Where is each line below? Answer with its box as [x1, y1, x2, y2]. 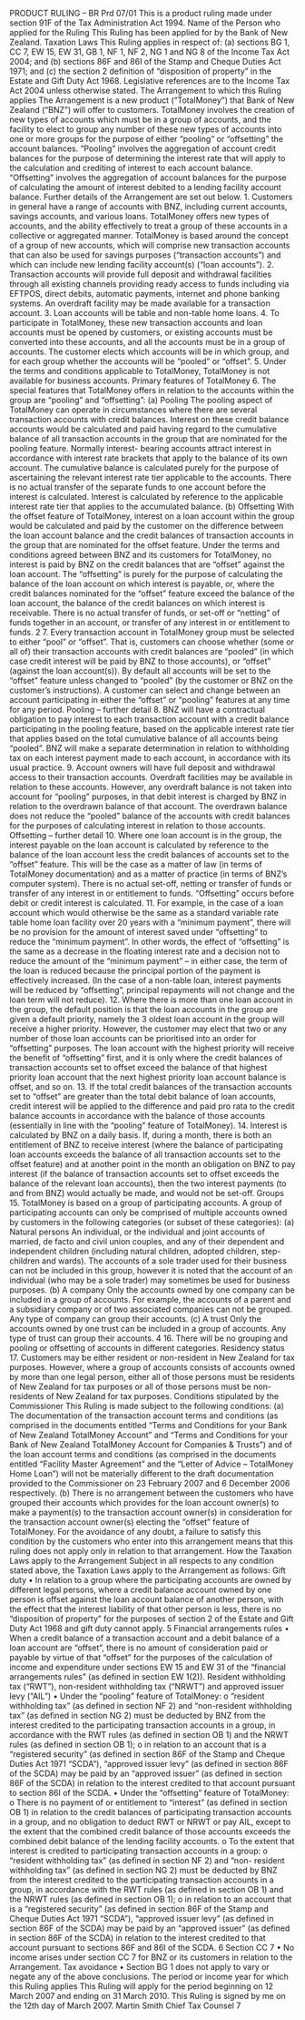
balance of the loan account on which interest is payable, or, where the [9, 578, 275, 589]
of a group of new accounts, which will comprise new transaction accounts [9, 240, 290, 250]
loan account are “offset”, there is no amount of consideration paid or [9, 1642, 269, 1653]
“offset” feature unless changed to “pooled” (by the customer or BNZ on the [9, 675, 293, 685]
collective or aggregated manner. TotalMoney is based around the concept [9, 230, 289, 240]
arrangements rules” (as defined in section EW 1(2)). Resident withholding [9, 1671, 286, 1682]
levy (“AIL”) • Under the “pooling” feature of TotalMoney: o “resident [9, 1690, 265, 1701]
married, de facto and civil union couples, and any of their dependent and [9, 1236, 285, 1246]
